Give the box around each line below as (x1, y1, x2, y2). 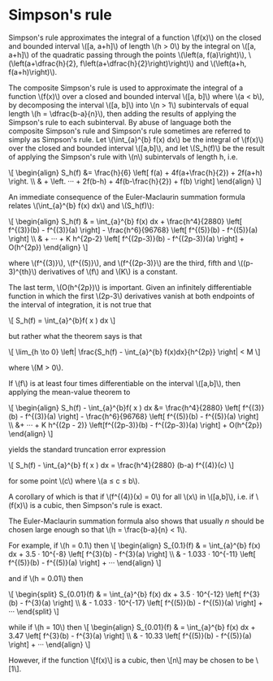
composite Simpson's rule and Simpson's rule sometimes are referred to (8, 126, 251, 136)
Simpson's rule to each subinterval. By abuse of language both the (8, 117, 232, 127)
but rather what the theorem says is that (8, 331, 142, 340)
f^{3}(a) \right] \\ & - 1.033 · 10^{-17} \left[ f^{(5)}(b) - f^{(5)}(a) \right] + (24, 597, 263, 607)
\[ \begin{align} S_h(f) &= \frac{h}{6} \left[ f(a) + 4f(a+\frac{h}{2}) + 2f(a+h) (8, 167, 262, 177)
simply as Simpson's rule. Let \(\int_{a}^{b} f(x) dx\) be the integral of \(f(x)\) (8, 134, 264, 144)
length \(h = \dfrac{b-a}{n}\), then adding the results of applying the (8, 108, 237, 119)
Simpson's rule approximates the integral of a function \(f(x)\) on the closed (8, 33, 262, 42)
